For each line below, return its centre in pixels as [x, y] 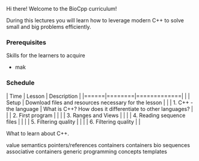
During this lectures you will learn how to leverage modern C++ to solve [95, 20]
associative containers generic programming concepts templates [87, 151]
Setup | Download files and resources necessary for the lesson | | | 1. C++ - [100, 103]
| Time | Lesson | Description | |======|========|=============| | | [98, 96]
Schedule [20, 83]
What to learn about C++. [38, 133]
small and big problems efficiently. [49, 27]
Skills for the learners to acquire [46, 55]
